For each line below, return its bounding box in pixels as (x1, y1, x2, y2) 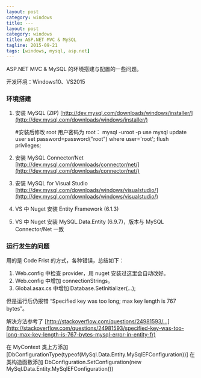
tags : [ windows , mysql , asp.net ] (6, 48, 90, 54)
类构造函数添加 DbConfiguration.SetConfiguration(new (6, 359, 142, 366)
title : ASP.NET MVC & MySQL (6, 37, 77, 43)
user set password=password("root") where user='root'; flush (14, 135, 169, 143)
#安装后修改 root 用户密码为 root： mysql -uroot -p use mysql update (14, 129, 187, 136)
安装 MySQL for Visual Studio (14, 180, 88, 187)
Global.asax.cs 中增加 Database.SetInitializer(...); (14, 285, 136, 292)
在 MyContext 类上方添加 (6, 344, 69, 351)
